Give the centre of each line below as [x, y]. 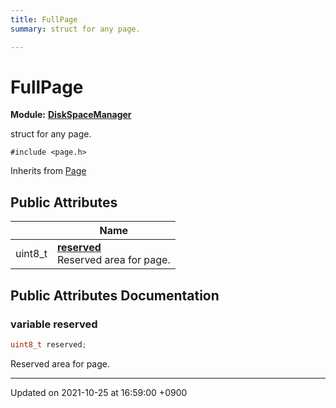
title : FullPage [44, 19]
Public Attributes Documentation [115, 295]
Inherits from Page [48, 171]
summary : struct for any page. [75, 29]
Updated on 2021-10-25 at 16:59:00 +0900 [99, 392]
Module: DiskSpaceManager [71, 115]
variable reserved [54, 324]
